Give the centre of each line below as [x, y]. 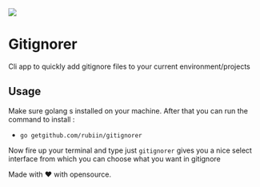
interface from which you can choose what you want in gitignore [115, 158]
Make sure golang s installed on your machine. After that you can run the [128, 110]
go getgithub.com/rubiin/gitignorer [81, 135]
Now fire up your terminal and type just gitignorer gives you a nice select [130, 150]
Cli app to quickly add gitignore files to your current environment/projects [129, 66]
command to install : [42, 119]
